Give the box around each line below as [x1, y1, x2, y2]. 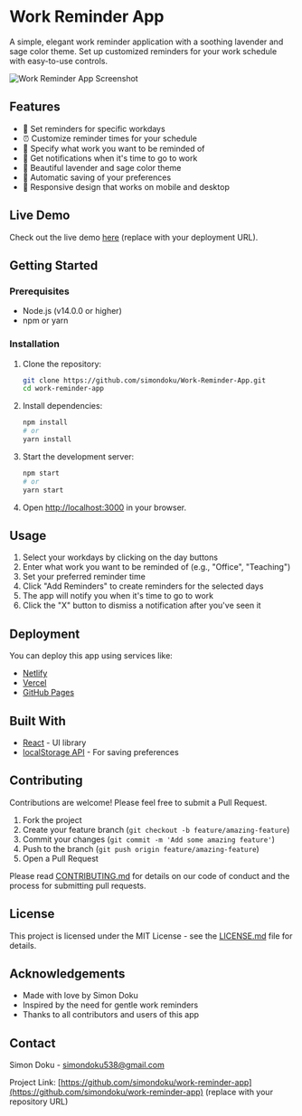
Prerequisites [9, 285, 70, 298]
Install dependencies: [22, 401, 103, 411]
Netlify [22, 667, 48, 679]
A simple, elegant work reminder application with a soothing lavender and [9, 36, 284, 47]
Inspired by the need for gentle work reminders [22, 999, 199, 1010]
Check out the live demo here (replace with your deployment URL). [9, 232, 259, 242]
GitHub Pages [22, 687, 75, 698]
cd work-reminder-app [22, 384, 104, 393]
